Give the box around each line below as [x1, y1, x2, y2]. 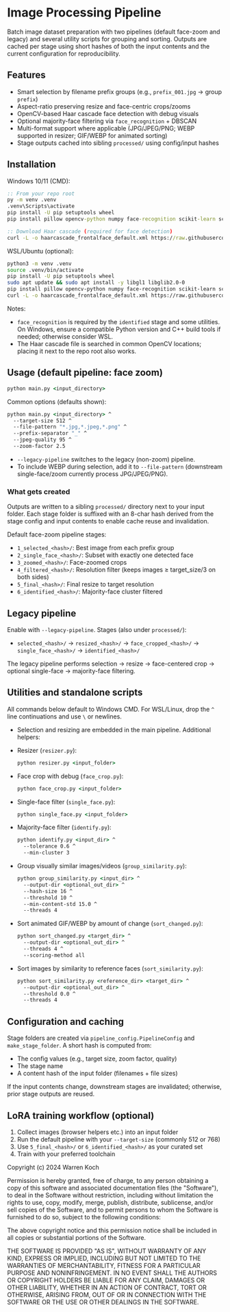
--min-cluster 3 [23, 850, 70, 857]
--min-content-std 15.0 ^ [23, 901, 97, 907]
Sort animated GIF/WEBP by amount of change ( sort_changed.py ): [16, 919, 203, 928]
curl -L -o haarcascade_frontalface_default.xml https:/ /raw [7, 234, 186, 241]
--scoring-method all [23, 951, 86, 959]
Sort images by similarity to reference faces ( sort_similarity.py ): [16, 964, 203, 973]
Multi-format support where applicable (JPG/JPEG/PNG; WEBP [16, 124, 195, 132]
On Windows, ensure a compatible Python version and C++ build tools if [16, 325, 221, 333]
